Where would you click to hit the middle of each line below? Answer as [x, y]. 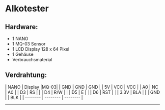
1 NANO [20, 38]
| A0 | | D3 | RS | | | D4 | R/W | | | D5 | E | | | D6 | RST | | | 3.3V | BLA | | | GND [82, 92]
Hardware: [22, 27]
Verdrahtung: [26, 75]
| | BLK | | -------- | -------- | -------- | [44, 97]
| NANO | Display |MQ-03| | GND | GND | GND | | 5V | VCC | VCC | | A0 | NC [82, 87]
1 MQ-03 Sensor [29, 44]
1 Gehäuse [23, 54]
